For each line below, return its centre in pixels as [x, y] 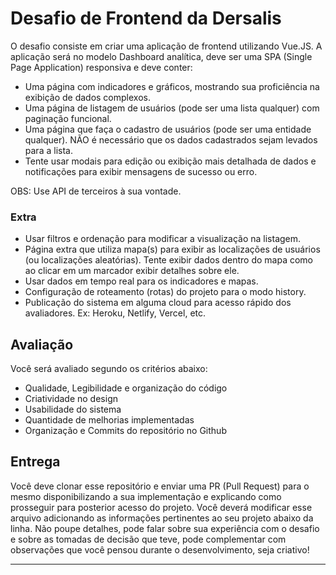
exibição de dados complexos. [87, 97]
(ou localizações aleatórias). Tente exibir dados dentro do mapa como [169, 260]
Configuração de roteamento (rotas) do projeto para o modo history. [165, 292]
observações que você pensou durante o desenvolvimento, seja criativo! [160, 549]
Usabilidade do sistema [73, 409]
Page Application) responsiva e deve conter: [101, 67]
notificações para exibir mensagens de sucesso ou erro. [141, 171]
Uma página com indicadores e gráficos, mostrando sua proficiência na [172, 86]
